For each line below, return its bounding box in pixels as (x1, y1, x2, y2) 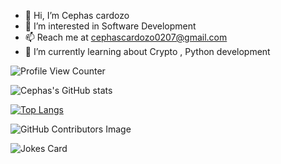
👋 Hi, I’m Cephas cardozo (24, 10, 130, 21)
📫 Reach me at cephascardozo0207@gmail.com (24, 31, 228, 43)
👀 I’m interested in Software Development (24, 20, 197, 32)
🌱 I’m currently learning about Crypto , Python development (24, 46, 271, 57)
